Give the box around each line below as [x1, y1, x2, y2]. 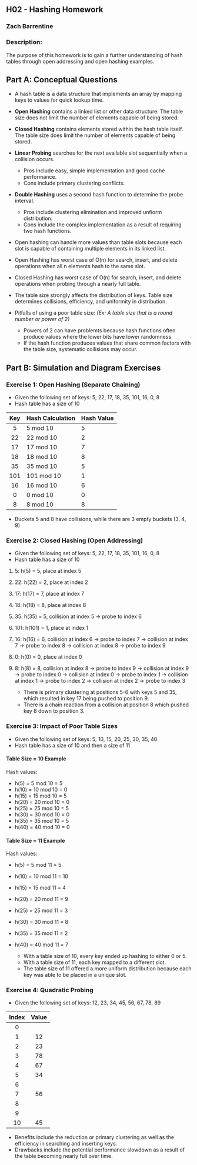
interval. [14, 197, 35, 205]
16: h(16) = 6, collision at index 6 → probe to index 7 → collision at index [14, 636, 188, 643]
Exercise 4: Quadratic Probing [6, 986, 94, 994]
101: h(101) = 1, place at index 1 [14, 625, 89, 632]
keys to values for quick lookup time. [14, 96, 104, 104]
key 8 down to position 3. [23, 707, 85, 715]
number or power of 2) [14, 316, 70, 323]
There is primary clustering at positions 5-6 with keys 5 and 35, [23, 689, 178, 696]
